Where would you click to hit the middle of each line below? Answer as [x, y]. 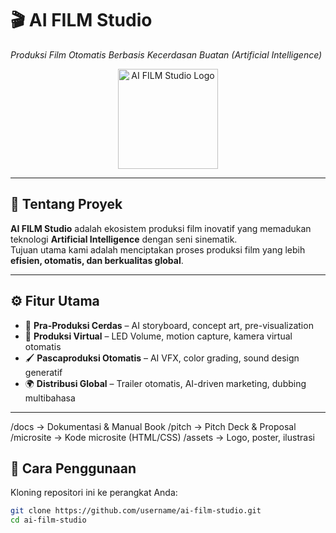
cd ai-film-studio [48, 520]
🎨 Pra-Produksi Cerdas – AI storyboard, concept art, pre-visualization [169, 325]
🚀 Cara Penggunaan [73, 468]
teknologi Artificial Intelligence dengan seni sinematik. [124, 239]
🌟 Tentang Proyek [66, 204]
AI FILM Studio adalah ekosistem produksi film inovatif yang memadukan [161, 228]
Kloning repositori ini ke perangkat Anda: [94, 493]
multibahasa [50, 398]
